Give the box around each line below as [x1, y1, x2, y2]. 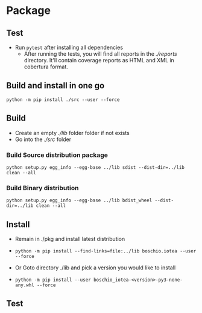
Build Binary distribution [6, 183, 79, 192]
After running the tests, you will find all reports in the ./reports [24, 50, 177, 58]
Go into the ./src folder [14, 136, 71, 143]
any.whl [14, 282, 34, 288]
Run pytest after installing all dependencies [14, 44, 124, 51]
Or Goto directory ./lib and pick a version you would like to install [14, 264, 176, 271]
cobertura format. [24, 63, 68, 70]
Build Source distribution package [6, 151, 109, 159]
